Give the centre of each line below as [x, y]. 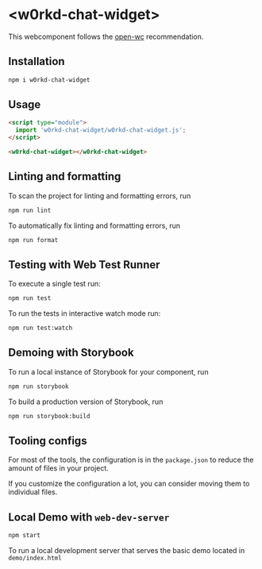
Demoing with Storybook [71, 353]
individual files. [33, 492]
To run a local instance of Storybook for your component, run [108, 371]
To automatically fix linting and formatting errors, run [94, 225]
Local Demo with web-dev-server [89, 517]
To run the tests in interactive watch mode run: [85, 313]
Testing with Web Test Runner [84, 265]
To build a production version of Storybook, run [86, 402]
